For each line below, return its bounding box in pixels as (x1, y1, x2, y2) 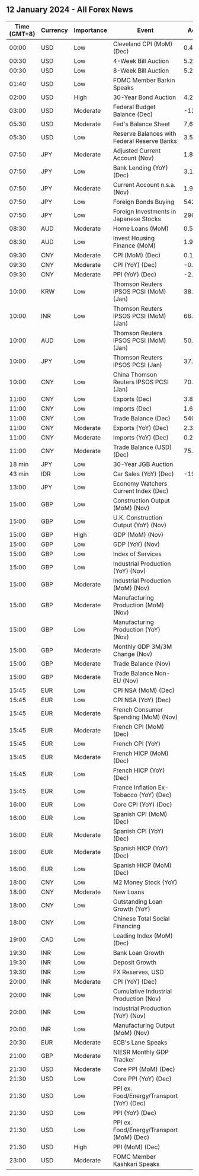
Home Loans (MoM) (113, 224, 169, 232)
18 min (9, 460, 29, 468)
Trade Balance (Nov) (113, 659, 171, 668)
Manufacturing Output (113, 1021, 175, 1030)
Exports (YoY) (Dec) (113, 423, 169, 432)
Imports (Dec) (113, 404, 152, 413)
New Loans (113, 888, 145, 896)
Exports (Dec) (113, 394, 152, 403)
